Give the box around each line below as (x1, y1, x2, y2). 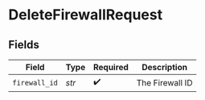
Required (92, 62, 129, 73)
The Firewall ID (136, 77, 193, 88)
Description (141, 62, 187, 73)
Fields (8, 38, 40, 52)
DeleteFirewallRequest (8, 6, 163, 24)
